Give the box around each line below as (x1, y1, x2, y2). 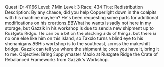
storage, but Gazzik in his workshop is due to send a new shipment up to (5, 25, 154, 31)
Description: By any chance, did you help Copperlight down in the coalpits (5, 9, 157, 15)
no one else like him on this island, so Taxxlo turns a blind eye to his (5, 35, 144, 41)
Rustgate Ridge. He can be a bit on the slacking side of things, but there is (5, 31, 157, 36)
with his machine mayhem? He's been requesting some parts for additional (5, 15, 158, 20)
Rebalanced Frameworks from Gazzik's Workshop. (5, 57, 109, 62)
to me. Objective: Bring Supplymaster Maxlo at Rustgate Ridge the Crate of (5, 51, 158, 57)
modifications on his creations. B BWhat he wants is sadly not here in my (5, 20, 151, 26)
